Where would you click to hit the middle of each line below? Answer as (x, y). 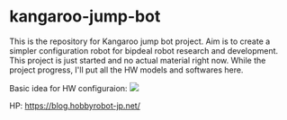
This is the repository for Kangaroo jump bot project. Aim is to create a (140, 41)
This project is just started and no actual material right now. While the (138, 60)
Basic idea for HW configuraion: (68, 88)
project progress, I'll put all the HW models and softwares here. (126, 70)
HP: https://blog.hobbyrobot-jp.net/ (75, 106)
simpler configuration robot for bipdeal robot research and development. (144, 50)
